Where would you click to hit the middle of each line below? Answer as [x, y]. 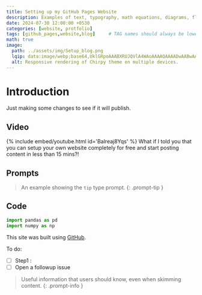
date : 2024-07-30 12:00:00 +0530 [48, 23]
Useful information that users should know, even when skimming [101, 279]
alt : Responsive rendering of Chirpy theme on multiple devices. [95, 62]
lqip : [19, 56]
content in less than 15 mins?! [43, 154]
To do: [14, 249]
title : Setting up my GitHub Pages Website [62, 12]
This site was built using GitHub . [46, 237]
